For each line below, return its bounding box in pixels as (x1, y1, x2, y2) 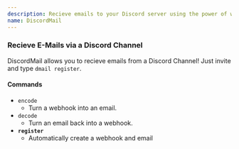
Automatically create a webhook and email (28, 134, 153, 142)
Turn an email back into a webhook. (28, 118, 133, 127)
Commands (7, 80, 43, 89)
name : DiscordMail (7, 17, 62, 24)
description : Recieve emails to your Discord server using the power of (7, 10, 228, 18)
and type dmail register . (7, 64, 82, 72)
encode (17, 97, 38, 104)
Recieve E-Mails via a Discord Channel (7, 40, 143, 50)
